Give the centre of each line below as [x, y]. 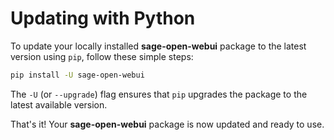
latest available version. [59, 104]
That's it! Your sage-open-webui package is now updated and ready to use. [167, 124]
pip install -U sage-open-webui [77, 75]
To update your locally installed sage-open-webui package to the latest [158, 46]
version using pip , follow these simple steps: [102, 56]
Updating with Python [103, 18]
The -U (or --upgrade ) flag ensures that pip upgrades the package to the [159, 94]
